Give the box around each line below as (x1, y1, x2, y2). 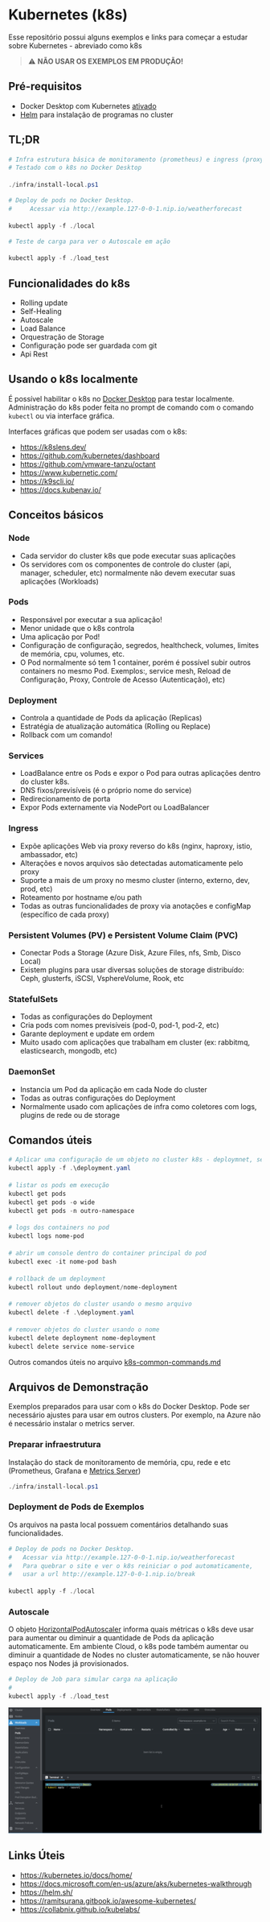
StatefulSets (8, 993, 59, 1004)
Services (8, 750, 44, 761)
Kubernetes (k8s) (8, 6, 129, 24)
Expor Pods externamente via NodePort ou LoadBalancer (19, 802, 210, 812)
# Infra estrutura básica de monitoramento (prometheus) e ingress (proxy (8, 155, 264, 163)
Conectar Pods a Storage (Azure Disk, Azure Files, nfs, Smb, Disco (19, 947, 241, 957)
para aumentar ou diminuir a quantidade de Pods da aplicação (8, 1633, 215, 1643)
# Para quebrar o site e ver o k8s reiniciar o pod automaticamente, (8, 1561, 253, 1570)
